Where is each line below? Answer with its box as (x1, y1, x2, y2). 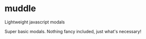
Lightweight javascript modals (4, 19, 65, 25)
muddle (4, 3, 36, 14)
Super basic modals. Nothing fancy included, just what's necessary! (4, 28, 142, 34)
